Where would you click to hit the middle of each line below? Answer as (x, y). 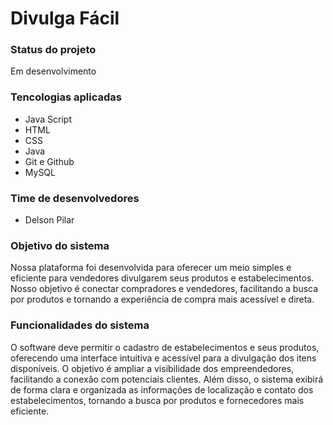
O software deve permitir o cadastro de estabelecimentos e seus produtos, (165, 347)
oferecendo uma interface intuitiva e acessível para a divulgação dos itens (163, 358)
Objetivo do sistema (60, 245)
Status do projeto (53, 50)
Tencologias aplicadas (66, 97)
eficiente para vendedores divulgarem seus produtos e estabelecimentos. (162, 278)
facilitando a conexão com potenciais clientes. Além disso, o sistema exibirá (167, 379)
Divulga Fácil (65, 18)
